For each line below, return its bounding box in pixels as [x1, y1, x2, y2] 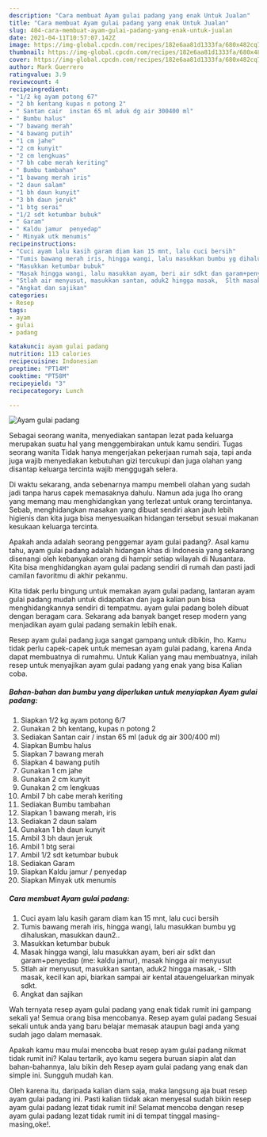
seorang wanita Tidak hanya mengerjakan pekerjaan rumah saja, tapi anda [9, 448, 252, 457]
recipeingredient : [9, 85, 70, 93]
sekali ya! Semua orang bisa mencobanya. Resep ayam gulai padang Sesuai [9, 1013, 257, 1023]
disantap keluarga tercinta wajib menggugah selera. [9, 464, 178, 474]
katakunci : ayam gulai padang [9, 342, 109, 351]
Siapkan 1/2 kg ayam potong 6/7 [20, 715, 126, 725]
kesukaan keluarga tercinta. [9, 522, 100, 532]
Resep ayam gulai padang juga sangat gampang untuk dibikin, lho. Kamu [9, 635, 246, 645]
